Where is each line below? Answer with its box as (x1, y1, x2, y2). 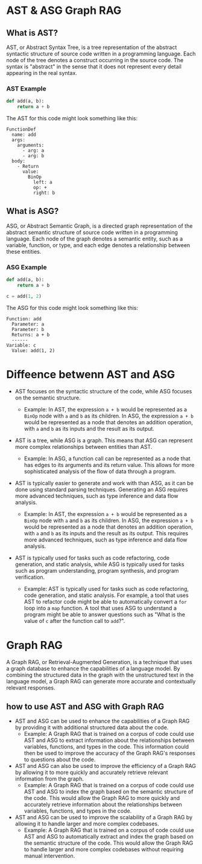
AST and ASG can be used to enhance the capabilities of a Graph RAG (14, 717, 190, 725)
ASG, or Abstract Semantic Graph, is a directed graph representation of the (6, 222, 193, 230)
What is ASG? (6, 206, 59, 216)
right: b (33, 190, 55, 196)
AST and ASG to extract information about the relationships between (24, 737, 195, 744)
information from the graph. (14, 775, 84, 782)
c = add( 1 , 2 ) (6, 293, 42, 299)
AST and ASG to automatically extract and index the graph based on (24, 833, 194, 840)
